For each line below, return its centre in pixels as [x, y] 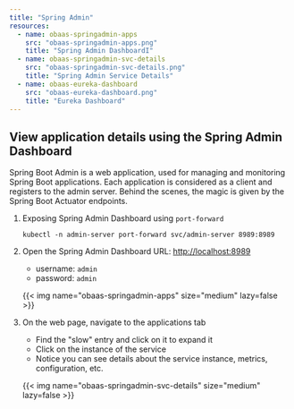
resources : [29, 26]
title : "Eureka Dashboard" [76, 101]
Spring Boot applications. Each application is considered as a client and [141, 182]
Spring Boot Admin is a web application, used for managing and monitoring [147, 173]
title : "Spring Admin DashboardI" [89, 51]
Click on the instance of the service [101, 349]
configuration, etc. [70, 369]
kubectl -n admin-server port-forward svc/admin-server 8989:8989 [148, 235]
